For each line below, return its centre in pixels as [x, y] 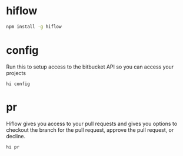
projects [16, 73]
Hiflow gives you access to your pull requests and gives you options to [92, 123]
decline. [16, 136]
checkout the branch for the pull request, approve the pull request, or [90, 130]
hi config [18, 84]
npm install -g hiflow [34, 27]
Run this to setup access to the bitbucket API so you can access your [90, 67]
